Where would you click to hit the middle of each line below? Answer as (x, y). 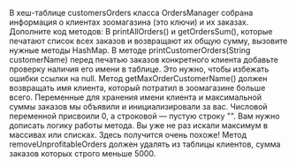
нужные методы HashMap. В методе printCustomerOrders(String (130, 50)
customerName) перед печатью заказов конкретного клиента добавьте (144, 60)
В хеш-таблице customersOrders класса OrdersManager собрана (131, 13)
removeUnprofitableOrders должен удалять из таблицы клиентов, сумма (145, 144)
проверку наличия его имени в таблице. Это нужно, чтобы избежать (139, 69)
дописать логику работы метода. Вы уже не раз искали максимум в (138, 125)
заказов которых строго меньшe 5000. (83, 153)
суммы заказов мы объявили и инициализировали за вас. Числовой (138, 106)
